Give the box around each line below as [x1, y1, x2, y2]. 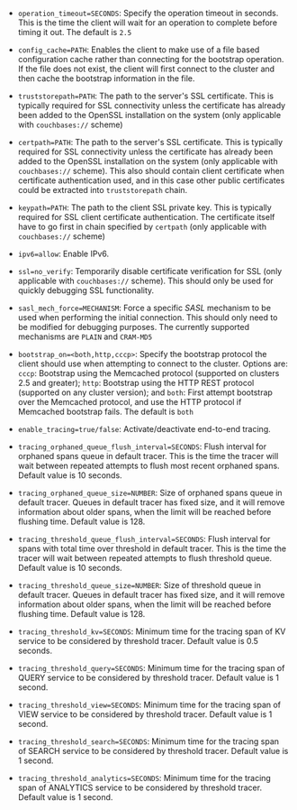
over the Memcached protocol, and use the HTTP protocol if [17, 397, 242, 407]
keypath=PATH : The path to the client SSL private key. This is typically [17, 202, 272, 213]
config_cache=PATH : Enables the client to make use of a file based [17, 44, 260, 55]
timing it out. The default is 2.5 [17, 27, 132, 37]
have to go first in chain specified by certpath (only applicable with [17, 221, 267, 232]
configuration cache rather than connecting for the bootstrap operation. [17, 54, 284, 64]
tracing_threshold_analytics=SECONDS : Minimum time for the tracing [17, 773, 272, 783]
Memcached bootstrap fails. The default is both [17, 406, 193, 417]
